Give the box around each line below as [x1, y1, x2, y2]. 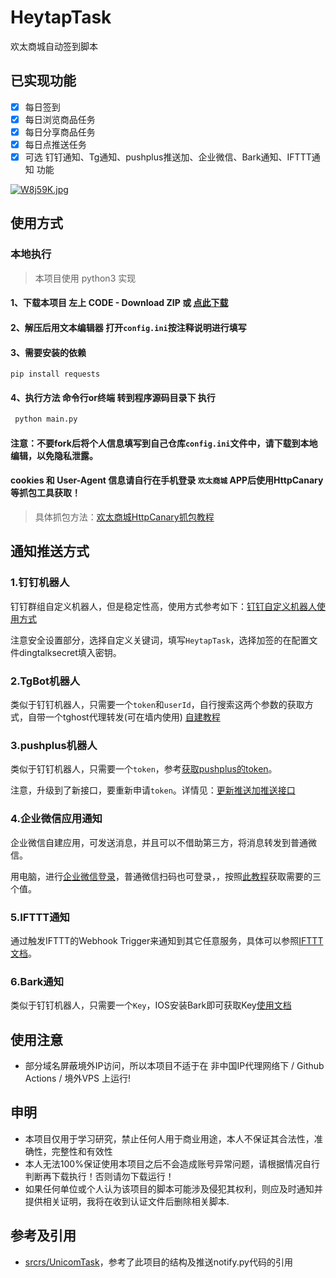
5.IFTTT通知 [10, 910, 70, 924]
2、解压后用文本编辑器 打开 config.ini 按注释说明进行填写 [10, 321, 247, 333]
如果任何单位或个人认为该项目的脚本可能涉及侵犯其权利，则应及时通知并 [24, 1182, 323, 1195]
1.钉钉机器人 [10, 576, 70, 590]
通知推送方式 [10, 543, 90, 560]
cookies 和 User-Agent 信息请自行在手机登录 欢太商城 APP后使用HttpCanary [10, 474, 324, 486]
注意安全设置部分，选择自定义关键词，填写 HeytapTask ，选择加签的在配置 [10, 634, 310, 646]
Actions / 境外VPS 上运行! [24, 1072, 131, 1084]
